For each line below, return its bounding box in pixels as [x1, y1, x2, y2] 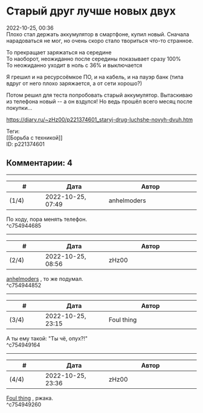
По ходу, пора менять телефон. [6, 216, 88, 223]
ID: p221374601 [6, 140, 45, 147]
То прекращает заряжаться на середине [6, 48, 112, 56]
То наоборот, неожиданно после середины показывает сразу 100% [6, 55, 181, 62]
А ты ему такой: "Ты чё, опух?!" [6, 335, 88, 342]
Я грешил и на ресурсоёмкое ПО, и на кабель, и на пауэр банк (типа [6, 73, 184, 80]
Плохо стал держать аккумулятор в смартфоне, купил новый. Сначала [6, 30, 189, 37]
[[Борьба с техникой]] [6, 134, 63, 141]
